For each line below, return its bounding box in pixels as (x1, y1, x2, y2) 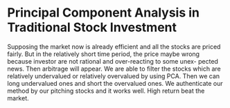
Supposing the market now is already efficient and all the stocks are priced (7, 42, 221, 51)
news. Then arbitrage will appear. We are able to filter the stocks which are (7, 64, 221, 73)
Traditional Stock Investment (7, 19, 177, 35)
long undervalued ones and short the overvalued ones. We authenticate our (7, 79, 223, 87)
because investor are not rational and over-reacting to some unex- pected (7, 57, 218, 65)
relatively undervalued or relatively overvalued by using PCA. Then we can (7, 71, 220, 80)
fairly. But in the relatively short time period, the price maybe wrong (7, 50, 200, 58)
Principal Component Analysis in (7, 5, 200, 21)
